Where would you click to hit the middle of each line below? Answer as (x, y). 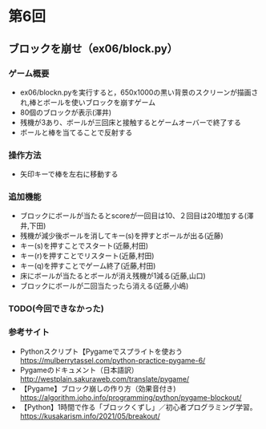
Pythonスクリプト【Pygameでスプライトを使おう (101, 351)
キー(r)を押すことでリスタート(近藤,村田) (87, 256)
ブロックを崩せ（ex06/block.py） (93, 49)
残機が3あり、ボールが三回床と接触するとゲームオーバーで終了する (131, 122)
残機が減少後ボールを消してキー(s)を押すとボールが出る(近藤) (122, 236)
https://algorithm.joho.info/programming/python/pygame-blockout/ (131, 397)
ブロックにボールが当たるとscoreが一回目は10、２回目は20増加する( (133, 216)
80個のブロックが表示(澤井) (66, 112)
